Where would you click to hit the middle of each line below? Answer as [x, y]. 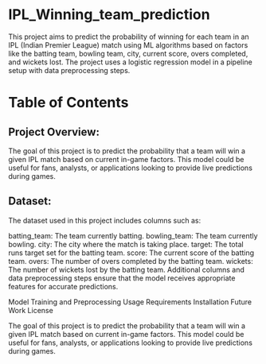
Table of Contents [68, 103]
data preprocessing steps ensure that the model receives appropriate [122, 278]
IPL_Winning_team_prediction [109, 15]
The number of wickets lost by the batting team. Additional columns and [126, 269]
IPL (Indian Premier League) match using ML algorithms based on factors [128, 45]
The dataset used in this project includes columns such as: [105, 220]
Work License [31, 310]
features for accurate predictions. [63, 286]
